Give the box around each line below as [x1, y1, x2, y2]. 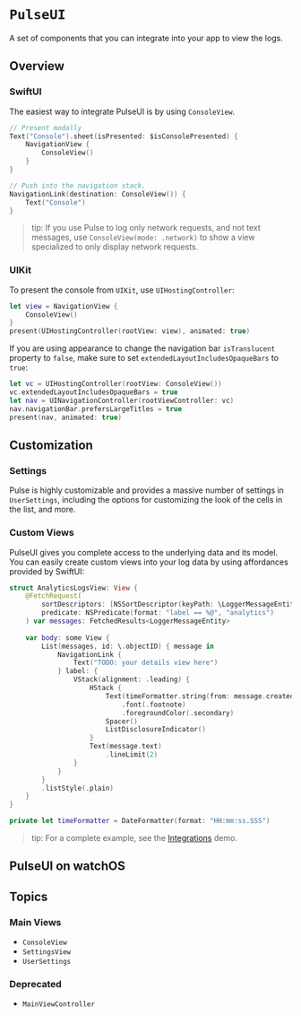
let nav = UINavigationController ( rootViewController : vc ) [9, 396, 235, 405]
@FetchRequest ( [25, 591, 82, 600]
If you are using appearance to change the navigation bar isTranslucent [9, 343, 276, 354]
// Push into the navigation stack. [9, 181, 146, 190]
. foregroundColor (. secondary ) [121, 708, 235, 717]
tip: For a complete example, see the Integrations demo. [30, 833, 237, 844]
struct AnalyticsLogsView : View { [9, 583, 139, 592]
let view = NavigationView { [9, 302, 118, 311]
